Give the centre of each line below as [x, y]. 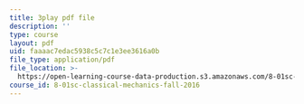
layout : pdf [32, 43]
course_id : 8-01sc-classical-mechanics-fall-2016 [105, 85]
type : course [34, 34]
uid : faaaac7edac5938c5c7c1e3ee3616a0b [85, 52]
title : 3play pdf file [52, 18]
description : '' [40, 26]
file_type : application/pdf [62, 60]
